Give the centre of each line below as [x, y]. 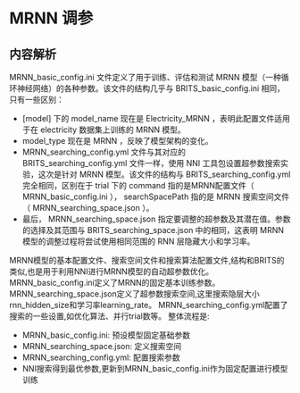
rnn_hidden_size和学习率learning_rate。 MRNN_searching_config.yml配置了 [149, 305]
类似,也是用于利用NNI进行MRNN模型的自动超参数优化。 [112, 272]
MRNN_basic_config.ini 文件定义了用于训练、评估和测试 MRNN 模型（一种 [145, 77]
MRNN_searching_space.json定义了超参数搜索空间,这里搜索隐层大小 [135, 294]
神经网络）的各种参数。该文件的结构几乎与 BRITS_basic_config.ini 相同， [151, 88]
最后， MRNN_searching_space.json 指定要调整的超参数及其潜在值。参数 [156, 219]
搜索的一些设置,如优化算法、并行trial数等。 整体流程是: [109, 316]
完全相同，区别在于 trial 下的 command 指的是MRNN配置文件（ [138, 185]
